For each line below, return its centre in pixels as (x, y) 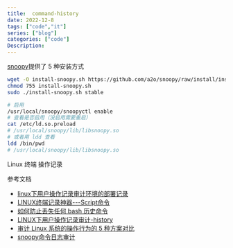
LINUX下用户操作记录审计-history (65, 220)
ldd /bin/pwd (26, 143)
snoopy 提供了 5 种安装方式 (46, 66)
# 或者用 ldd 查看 (31, 137)
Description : (26, 46)
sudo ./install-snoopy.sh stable (55, 92)
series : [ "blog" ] (32, 33)
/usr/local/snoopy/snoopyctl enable (60, 112)
